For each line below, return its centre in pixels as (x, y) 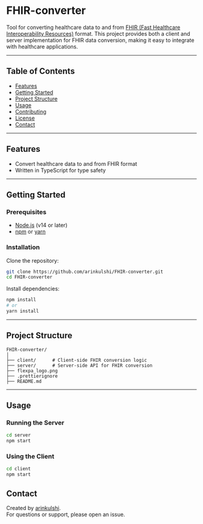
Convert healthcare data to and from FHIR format (76, 163)
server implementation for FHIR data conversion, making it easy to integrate (100, 40)
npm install (21, 300)
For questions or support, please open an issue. (66, 514)
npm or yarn (30, 232)
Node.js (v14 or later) (41, 225)
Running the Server (35, 423)
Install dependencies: (33, 289)
